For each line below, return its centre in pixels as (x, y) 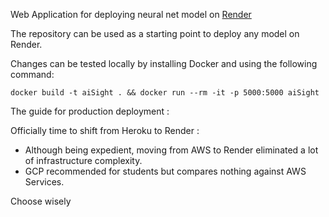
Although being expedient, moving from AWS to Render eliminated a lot (171, 150)
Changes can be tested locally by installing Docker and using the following (164, 63)
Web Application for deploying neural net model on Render (131, 14)
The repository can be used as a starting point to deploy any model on (155, 33)
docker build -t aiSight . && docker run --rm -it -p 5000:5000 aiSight (165, 93)
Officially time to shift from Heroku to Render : (105, 130)
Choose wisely (41, 201)
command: (32, 74)
